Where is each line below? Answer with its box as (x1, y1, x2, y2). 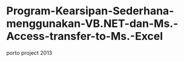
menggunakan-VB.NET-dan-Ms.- (6, 17, 179, 30)
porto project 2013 (6, 49, 53, 56)
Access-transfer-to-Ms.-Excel (6, 30, 163, 43)
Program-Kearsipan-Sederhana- (6, 4, 174, 18)
